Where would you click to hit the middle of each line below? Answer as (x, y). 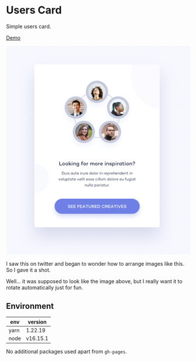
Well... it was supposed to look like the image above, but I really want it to (94, 281)
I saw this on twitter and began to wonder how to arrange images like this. (95, 264)
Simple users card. (29, 26)
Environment (30, 306)
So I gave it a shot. (28, 270)
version (37, 322)
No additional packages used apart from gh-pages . (67, 351)
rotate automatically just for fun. (44, 288)
